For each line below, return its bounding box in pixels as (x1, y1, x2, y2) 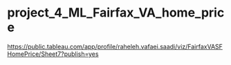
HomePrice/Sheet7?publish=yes (7, 50, 99, 58)
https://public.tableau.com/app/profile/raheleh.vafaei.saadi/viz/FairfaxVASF (7, 42, 223, 50)
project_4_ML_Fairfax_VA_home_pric (7, 5, 225, 21)
